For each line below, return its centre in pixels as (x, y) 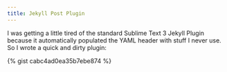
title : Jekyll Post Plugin (46, 13)
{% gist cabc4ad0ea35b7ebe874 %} (60, 61)
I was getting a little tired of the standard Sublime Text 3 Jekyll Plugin (106, 33)
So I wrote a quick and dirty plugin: (57, 47)
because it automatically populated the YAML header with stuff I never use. (114, 40)
